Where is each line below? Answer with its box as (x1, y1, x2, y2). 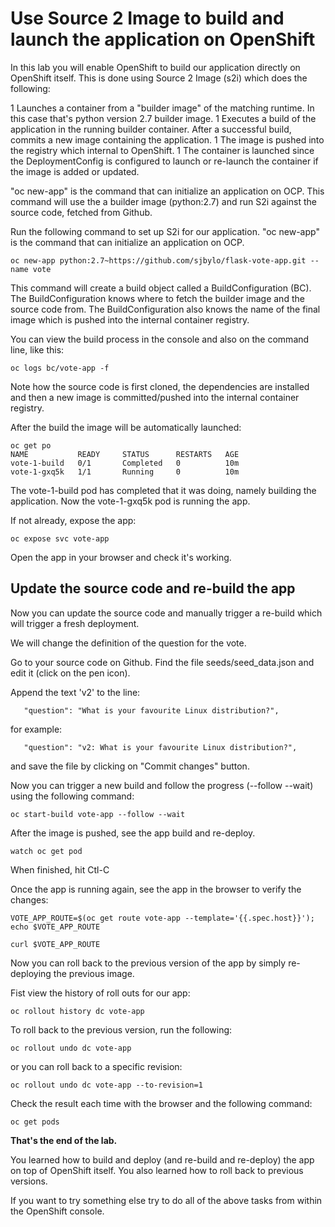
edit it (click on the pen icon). (10, 667, 131, 679)
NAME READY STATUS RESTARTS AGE (10, 449, 240, 459)
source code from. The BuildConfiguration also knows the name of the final (10, 303, 321, 315)
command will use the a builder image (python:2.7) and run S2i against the (10, 195, 317, 207)
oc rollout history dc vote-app (10, 1006, 145, 1016)
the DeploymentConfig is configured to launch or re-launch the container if (10, 155, 319, 167)
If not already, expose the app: (10, 514, 137, 526)
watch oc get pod (10, 846, 83, 856)
